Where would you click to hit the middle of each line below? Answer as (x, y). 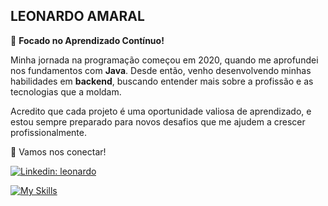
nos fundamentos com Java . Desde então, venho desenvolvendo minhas (161, 70)
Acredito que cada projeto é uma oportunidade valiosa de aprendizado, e (161, 111)
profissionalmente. (49, 132)
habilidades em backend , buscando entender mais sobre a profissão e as (162, 81)
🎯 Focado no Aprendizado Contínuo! (87, 40)
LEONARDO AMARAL (77, 16)
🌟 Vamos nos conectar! (58, 151)
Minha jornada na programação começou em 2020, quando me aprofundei (164, 60)
